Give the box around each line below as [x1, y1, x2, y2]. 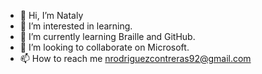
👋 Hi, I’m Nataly [19, 10, 84, 21]
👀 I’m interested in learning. [19, 20, 133, 32]
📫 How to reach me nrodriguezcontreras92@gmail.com [19, 53, 252, 64]
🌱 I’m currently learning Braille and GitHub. [19, 31, 196, 42]
